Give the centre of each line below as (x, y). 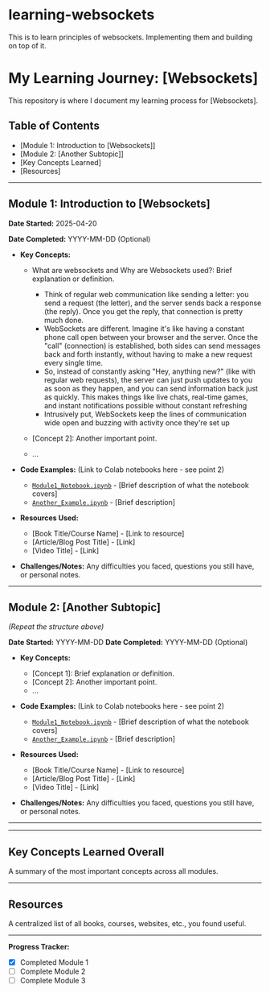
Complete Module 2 (53, 971)
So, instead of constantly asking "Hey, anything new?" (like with (149, 371)
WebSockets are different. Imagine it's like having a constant (144, 329)
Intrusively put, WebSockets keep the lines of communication (145, 414)
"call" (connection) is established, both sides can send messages (152, 345)
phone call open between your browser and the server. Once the (151, 337)
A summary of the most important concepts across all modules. (113, 871)
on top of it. (27, 45)
